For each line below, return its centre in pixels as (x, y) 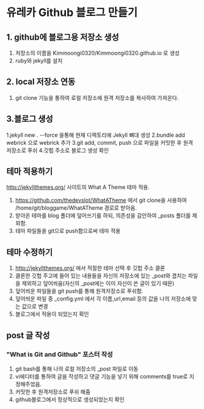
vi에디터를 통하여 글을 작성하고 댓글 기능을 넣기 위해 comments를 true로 (101, 376)
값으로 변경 (35, 307)
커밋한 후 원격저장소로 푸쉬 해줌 (53, 392)
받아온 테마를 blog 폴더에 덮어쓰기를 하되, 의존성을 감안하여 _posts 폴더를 (103, 216)
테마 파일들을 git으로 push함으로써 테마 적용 (68, 231)
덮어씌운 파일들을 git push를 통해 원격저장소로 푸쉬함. (79, 291)
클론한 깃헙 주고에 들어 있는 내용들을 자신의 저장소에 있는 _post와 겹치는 (101, 276)
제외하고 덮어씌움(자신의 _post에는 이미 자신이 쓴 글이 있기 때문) (98, 283)
